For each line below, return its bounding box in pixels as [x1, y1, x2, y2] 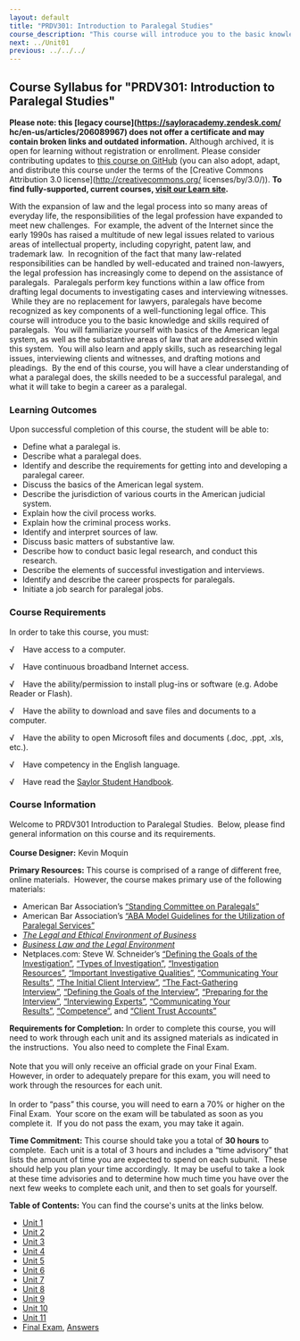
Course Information [9, 798, 96, 811]
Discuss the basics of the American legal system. [21, 479, 204, 490]
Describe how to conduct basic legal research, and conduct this [21, 546, 258, 557]
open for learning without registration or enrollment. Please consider [9, 145, 261, 156]
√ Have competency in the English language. [9, 759, 180, 770]
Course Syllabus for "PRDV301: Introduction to [9, 80, 275, 95]
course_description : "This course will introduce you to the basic [9, 30, 266, 38]
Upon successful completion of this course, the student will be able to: [9, 424, 270, 434]
